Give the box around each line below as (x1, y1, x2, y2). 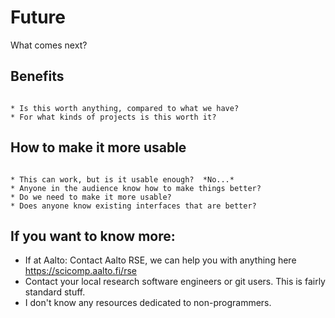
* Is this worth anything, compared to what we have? (10, 103, 240, 113)
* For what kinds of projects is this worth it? (10, 112, 217, 122)
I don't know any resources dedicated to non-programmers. (24, 297, 272, 309)
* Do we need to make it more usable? (10, 192, 172, 202)
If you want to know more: (10, 227, 176, 245)
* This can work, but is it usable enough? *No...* (10, 174, 235, 185)
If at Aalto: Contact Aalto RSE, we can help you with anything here (24, 254, 297, 266)
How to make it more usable (10, 139, 187, 156)
